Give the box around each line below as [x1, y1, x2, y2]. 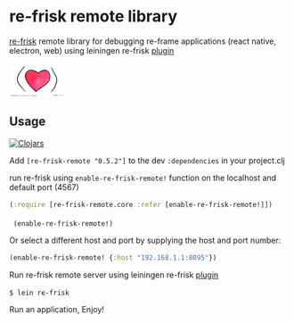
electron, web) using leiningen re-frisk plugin [9, 45, 175, 55]
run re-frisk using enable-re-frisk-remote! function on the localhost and [9, 172, 277, 183]
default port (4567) [9, 181, 80, 193]
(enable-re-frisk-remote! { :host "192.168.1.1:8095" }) [9, 253, 217, 262]
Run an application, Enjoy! [9, 304, 105, 315]
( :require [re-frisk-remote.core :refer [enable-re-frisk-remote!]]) [9, 200, 274, 209]
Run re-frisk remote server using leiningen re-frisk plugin [9, 269, 219, 280]
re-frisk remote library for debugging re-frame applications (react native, [9, 36, 276, 46]
